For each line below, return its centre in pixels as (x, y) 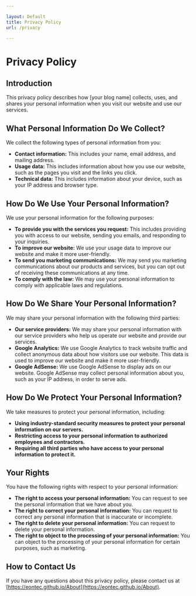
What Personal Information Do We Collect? (86, 128)
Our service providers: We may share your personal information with (98, 329)
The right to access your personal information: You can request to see (101, 498)
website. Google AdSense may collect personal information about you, (99, 373)
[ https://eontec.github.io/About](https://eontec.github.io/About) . (83, 587)
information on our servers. (49, 429)
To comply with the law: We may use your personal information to (94, 279)
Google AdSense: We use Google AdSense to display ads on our (93, 366)
